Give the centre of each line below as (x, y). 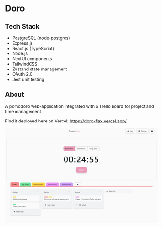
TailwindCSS (25, 64)
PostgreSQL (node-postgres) (41, 38)
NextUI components (32, 59)
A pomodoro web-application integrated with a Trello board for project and (80, 106)
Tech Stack (22, 26)
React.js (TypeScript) (33, 48)
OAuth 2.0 (22, 74)
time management (23, 111)
